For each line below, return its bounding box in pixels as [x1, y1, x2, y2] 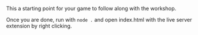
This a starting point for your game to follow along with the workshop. [6, 5, 177, 12]
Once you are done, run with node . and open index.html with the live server [6, 16, 193, 23]
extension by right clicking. [6, 23, 72, 29]
